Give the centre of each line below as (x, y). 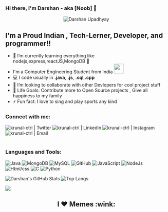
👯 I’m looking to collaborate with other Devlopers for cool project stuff (87, 85)
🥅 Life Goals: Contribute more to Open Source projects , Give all (80, 90)
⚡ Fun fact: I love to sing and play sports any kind (65, 101)
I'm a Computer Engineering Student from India (63, 72)
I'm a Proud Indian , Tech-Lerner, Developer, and (84, 35)
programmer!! (28, 43)
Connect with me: (28, 117)
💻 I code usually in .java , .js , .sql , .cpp (54, 78)
